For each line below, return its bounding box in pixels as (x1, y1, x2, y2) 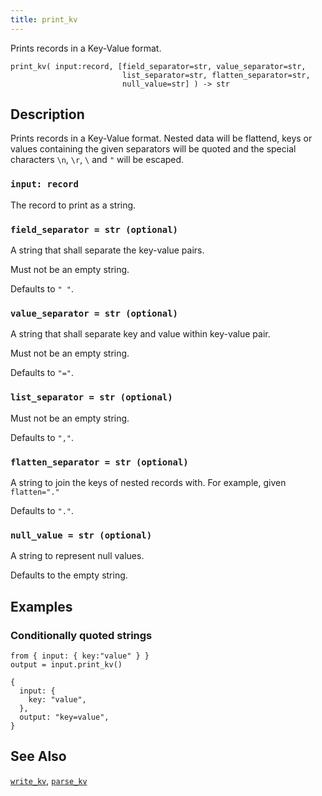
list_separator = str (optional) (10, 392, 173, 403)
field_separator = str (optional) (10, 224, 178, 235)
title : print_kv (10, 14, 78, 25)
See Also (10, 748, 67, 765)
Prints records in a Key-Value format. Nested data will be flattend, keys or (10, 132, 313, 145)
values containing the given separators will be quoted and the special (10, 143, 297, 155)
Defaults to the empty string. (10, 569, 128, 581)
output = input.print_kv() (10, 659, 123, 670)
